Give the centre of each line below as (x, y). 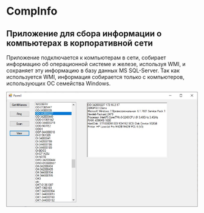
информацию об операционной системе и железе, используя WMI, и (96, 64)
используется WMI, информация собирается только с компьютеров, (95, 77)
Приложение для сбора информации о (84, 34)
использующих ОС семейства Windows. (59, 83)
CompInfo (32, 11)
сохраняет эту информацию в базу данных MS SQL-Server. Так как (93, 70)
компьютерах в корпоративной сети (80, 43)
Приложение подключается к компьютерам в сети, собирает (86, 58)
